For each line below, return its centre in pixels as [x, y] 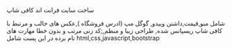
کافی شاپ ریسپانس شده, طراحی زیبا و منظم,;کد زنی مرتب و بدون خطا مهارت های [115, 31]
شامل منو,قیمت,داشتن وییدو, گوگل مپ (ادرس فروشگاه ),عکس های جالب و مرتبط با [116, 23]
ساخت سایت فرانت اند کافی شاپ [50, 10]
